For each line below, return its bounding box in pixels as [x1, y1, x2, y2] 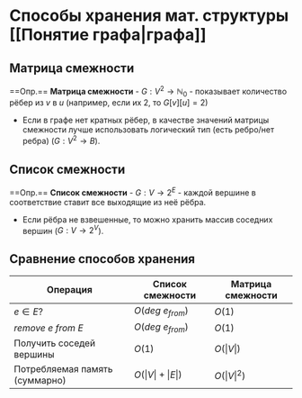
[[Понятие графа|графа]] [9, 24, 207, 45]
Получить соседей [13, 337, 96, 349]
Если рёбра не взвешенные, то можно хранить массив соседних [22, 213, 273, 225]
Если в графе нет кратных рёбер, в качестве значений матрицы [22, 114, 270, 126]
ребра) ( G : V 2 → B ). [22, 134, 101, 147]
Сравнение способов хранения [9, 251, 196, 267]
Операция [46, 284, 93, 296]
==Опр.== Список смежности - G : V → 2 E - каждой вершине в [9, 185, 256, 198]
